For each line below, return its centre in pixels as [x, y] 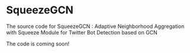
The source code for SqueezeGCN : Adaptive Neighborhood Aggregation [95, 26]
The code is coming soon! [38, 44]
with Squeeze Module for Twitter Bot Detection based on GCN [82, 32]
